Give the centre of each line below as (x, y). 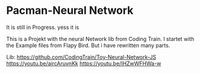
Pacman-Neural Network (70, 11)
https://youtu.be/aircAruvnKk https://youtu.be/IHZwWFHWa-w (84, 63)
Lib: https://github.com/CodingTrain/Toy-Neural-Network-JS (81, 57)
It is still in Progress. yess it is (43, 27)
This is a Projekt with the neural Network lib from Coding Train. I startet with (100, 39)
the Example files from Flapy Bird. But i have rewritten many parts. (88, 45)
